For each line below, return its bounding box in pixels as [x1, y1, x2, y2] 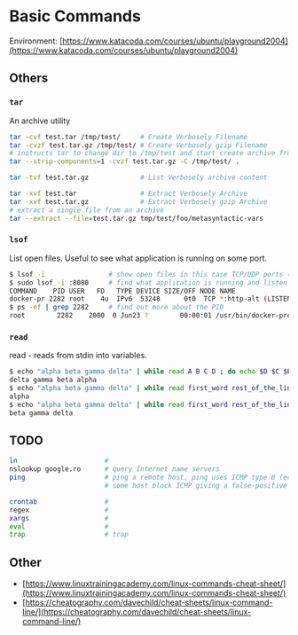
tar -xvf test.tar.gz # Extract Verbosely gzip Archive [9, 197, 268, 206]
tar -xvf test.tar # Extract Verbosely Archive [9, 189, 248, 198]
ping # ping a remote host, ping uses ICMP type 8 [9, 473, 276, 482]
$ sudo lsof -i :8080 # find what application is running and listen [9, 278, 288, 287]
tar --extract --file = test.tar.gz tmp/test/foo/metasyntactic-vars [9, 214, 264, 223]
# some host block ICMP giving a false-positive [104, 482, 288, 490]
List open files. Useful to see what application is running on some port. [9, 253, 268, 263]
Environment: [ [9, 35, 63, 46]
